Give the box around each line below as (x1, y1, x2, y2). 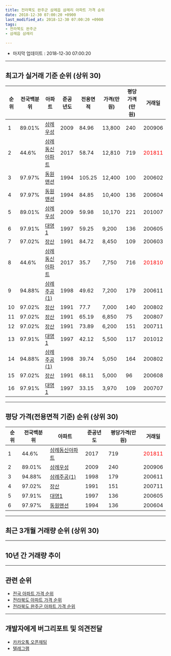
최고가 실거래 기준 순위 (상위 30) (5, 71, 101, 80)
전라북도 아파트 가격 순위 (12, 597, 62, 603)
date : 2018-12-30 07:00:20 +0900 (5, 12, 76, 17)
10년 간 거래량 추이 (5, 551, 61, 560)
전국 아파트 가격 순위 (12, 591, 54, 597)
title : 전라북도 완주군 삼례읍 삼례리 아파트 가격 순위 (5, 7, 105, 13)
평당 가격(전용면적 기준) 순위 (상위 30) (5, 412, 119, 421)
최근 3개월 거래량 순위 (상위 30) (5, 526, 99, 535)
